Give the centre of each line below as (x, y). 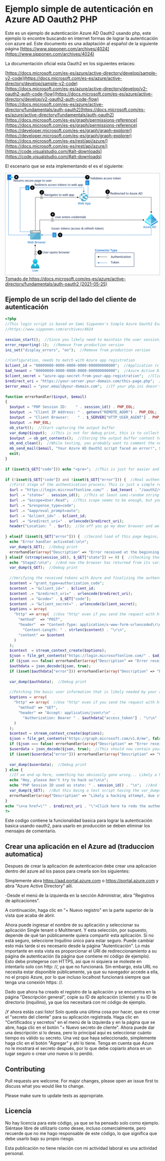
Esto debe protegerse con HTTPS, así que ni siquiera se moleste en (73, 962)
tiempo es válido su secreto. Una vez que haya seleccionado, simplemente (81, 1038)
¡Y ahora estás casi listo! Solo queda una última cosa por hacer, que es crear (82, 1012)
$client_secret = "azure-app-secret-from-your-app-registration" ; (74, 376)
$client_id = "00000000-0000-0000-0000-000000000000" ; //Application (79, 366)
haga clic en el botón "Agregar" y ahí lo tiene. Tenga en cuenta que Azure (79, 1043)
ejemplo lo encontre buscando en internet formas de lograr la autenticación (82, 38)
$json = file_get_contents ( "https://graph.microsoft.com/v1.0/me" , (80, 739)
